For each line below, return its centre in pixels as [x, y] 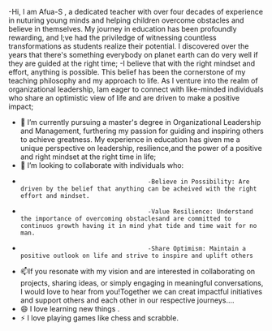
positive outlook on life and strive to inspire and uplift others [136, 256]
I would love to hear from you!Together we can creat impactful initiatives [141, 292]
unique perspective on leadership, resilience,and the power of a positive [141, 148]
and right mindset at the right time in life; [88, 157]
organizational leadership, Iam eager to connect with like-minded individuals [136, 89]
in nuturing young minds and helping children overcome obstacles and [126, 20]
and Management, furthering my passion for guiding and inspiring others [142, 131]
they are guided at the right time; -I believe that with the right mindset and [132, 63]
